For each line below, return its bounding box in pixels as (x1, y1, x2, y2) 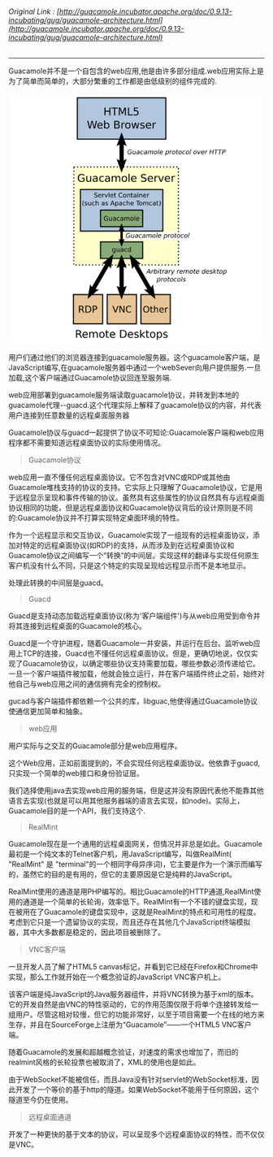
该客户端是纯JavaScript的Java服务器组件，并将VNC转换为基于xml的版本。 (8, 989, 258, 999)
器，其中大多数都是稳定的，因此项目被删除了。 (8, 927, 165, 937)
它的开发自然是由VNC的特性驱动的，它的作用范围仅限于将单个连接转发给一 (8, 999, 259, 1009)
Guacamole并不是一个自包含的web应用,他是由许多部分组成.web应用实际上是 (8, 66, 264, 76)
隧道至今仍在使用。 (8, 1094, 73, 1104)
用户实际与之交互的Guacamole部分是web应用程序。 (8, 740, 182, 751)
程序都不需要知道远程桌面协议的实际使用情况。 (8, 437, 165, 447)
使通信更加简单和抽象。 (8, 706, 87, 716)
